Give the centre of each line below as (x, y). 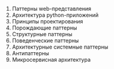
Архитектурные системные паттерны (60, 47)
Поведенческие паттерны (46, 40)
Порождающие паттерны (44, 28)
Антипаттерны (30, 53)
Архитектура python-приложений (55, 15)
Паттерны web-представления (52, 9)
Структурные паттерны (42, 34)
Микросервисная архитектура (51, 60)
